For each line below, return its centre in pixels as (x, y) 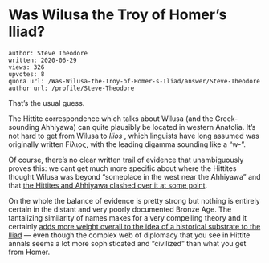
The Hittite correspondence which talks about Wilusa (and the (111, 119)
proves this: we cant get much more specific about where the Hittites (122, 168)
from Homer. (29, 252)
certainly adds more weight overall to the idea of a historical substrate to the (134, 226)
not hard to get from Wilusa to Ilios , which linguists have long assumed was (134, 136)
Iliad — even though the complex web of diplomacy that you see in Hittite (129, 235)
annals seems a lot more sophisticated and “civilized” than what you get (127, 243)
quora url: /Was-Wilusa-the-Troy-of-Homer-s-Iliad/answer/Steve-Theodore (134, 81)
